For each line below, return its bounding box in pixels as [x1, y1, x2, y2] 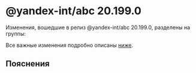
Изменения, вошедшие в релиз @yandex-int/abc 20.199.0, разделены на [5, 24, 191, 31]
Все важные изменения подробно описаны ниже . [5, 42, 133, 49]
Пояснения [5, 59, 50, 69]
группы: [5, 30, 26, 37]
